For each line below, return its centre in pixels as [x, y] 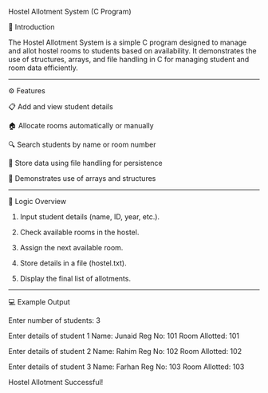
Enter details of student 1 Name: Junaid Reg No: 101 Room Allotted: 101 [124, 336]
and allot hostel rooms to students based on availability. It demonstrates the [132, 51]
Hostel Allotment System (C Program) [70, 12]
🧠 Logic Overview [37, 201]
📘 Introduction [32, 27]
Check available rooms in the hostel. [79, 232]
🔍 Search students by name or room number [82, 144]
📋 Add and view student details [61, 106]
